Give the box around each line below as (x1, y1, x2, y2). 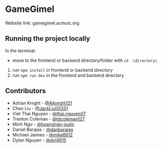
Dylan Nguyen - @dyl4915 (12, 137, 67, 143)
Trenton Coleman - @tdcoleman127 (12, 116, 85, 122)
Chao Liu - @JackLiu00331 (12, 105, 68, 111)
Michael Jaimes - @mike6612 (12, 132, 73, 138)
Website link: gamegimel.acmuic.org (5, 20, 80, 26)
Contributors (5, 87, 46, 95)
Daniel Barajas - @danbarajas (12, 126, 74, 133)
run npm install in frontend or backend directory (12, 67, 113, 73)
